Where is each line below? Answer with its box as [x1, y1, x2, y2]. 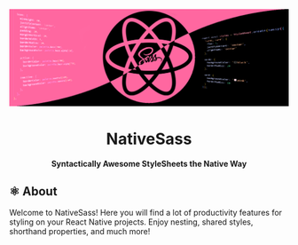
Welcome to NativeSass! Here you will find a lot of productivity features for [9, 208, 282, 218]
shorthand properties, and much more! [9, 226, 151, 237]
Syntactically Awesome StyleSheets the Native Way [51, 158, 247, 169]
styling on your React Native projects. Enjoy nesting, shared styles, [9, 217, 254, 227]
